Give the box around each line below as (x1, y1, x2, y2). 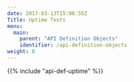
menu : (7, 23, 23, 29)
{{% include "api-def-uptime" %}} (7, 66, 104, 75)
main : (13, 29, 30, 36)
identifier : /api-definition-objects (19, 42, 128, 49)
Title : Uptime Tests (7, 16, 67, 23)
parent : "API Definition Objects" (19, 36, 118, 42)
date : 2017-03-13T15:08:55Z (7, 10, 88, 17)
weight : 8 (7, 49, 36, 55)
